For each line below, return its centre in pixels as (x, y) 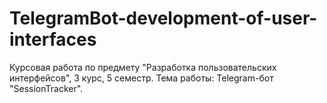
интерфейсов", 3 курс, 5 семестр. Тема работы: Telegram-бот (141, 78)
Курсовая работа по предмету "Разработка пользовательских (143, 67)
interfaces (53, 39)
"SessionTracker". (46, 88)
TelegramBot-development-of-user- (163, 18)
